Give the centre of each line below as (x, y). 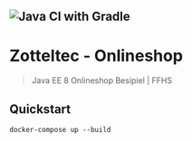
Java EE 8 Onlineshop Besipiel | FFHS (102, 80)
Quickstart (40, 109)
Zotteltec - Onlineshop (96, 56)
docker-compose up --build (60, 130)
